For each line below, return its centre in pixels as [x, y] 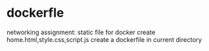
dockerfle [35, 13]
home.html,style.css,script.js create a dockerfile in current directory [104, 39]
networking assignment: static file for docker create [81, 32]
